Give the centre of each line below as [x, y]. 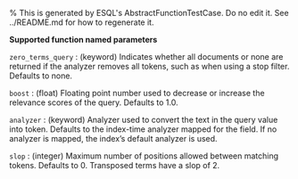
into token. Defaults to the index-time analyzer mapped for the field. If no [143, 129]
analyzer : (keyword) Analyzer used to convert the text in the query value [144, 120]
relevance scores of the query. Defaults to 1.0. [94, 102]
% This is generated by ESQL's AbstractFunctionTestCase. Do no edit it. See [149, 13]
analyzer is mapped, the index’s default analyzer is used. [113, 138]
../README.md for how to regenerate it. [82, 22]
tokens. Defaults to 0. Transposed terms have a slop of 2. [115, 165]
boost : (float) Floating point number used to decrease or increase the [137, 93]
